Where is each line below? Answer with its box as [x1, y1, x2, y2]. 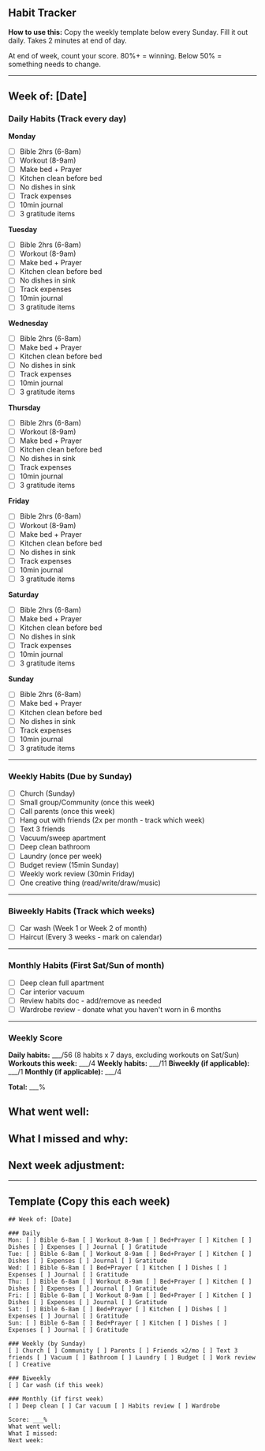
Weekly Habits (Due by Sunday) [8, 770, 132, 782]
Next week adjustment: [8, 1159, 125, 1172]
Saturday [8, 590, 39, 599]
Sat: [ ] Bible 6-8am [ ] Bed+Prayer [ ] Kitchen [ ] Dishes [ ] [8, 1306, 227, 1314]
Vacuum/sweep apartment [19, 833, 106, 843]
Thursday [8, 403, 41, 412]
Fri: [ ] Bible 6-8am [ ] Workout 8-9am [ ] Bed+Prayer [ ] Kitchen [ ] [8, 1292, 252, 1299]
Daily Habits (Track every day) [8, 114, 127, 125]
